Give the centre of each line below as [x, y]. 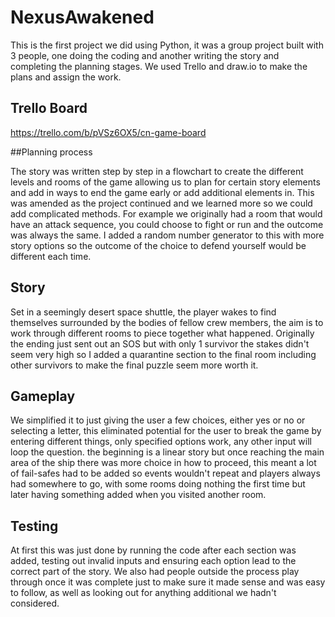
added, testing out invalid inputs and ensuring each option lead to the [153, 561]
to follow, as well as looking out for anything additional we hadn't [143, 593]
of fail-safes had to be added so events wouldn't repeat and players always [165, 473]
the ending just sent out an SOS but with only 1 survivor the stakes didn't [160, 343]
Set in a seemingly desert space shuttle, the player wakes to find [143, 312]
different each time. [51, 256]
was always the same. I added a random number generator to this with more [167, 235]
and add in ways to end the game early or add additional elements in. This [162, 192]
